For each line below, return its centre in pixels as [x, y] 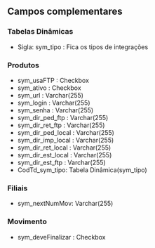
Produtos [23, 65]
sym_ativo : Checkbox [49, 88]
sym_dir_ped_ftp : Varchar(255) [63, 117]
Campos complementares [65, 12]
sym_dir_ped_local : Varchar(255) [66, 132]
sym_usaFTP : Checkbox [53, 80]
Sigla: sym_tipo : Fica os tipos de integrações [83, 47]
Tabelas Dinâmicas [40, 32]
